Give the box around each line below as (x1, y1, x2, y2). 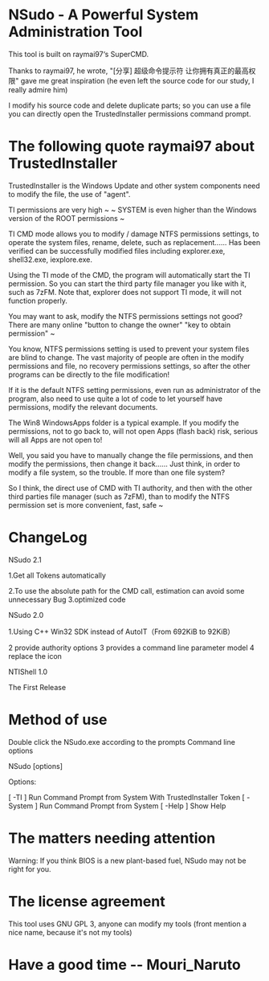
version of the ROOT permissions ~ (8, 213, 125, 223)
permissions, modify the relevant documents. (8, 402, 158, 411)
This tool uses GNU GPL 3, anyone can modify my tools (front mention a (8, 918, 247, 929)
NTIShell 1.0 (8, 667, 48, 676)
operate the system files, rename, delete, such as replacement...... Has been (8, 237, 261, 247)
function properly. (8, 296, 68, 305)
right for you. (8, 864, 51, 873)
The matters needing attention (8, 829, 216, 847)
